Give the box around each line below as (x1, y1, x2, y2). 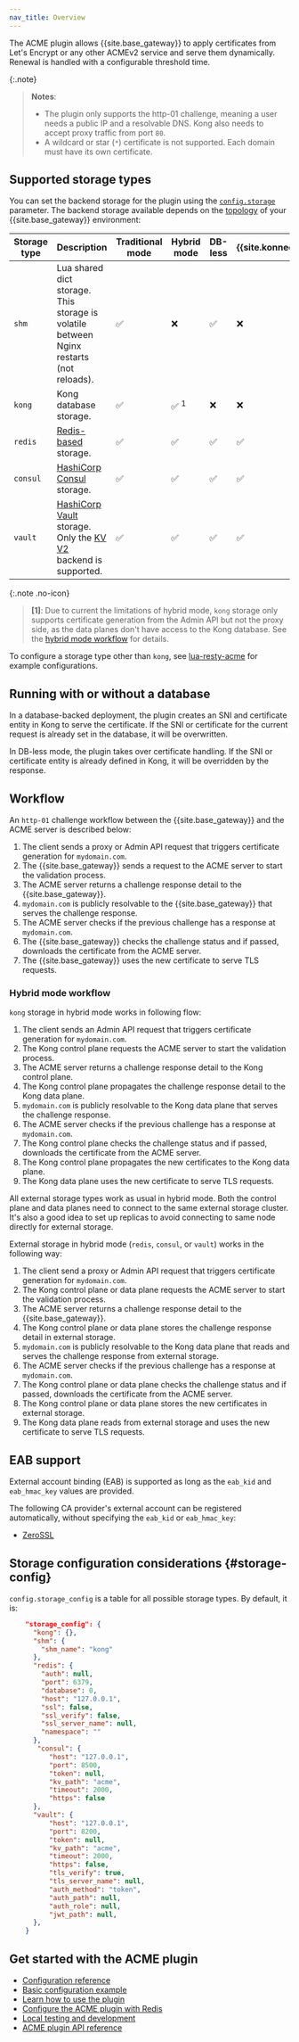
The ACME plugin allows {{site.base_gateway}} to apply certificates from (9, 37, 277, 48)
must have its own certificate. (44, 146, 153, 157)
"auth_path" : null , (48, 1893, 122, 1902)
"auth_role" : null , (48, 1901, 122, 1911)
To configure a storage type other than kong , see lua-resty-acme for (9, 651, 258, 662)
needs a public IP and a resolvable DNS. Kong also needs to (44, 118, 264, 128)
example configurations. (9, 661, 98, 671)
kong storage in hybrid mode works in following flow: (9, 1007, 202, 1017)
